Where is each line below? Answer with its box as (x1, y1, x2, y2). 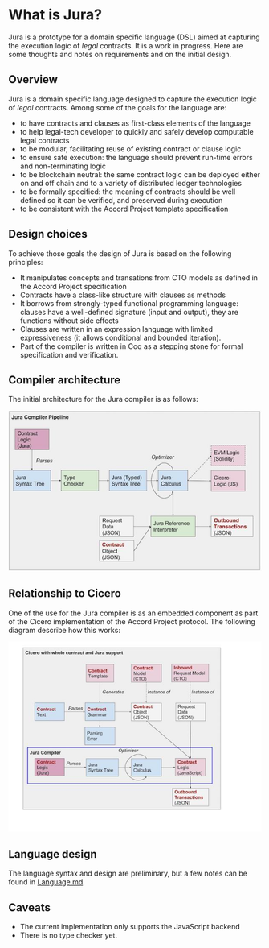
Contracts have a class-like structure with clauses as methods (19, 290, 226, 300)
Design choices (8, 227, 88, 241)
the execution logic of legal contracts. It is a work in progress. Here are (8, 40, 243, 50)
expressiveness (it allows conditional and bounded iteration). (19, 333, 222, 342)
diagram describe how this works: (8, 625, 120, 635)
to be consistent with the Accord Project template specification (19, 204, 229, 213)
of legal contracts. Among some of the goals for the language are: (8, 102, 227, 112)
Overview (8, 72, 59, 86)
